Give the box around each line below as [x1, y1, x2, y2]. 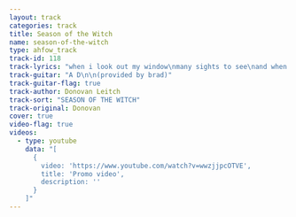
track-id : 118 [9, 54, 62, 63]
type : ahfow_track [9, 46, 77, 55]
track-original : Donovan [9, 104, 101, 112]
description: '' [41, 178, 101, 187]
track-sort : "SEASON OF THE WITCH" [9, 95, 141, 105]
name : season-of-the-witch [9, 37, 109, 47]
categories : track [9, 21, 77, 30]
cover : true [9, 112, 53, 120]
